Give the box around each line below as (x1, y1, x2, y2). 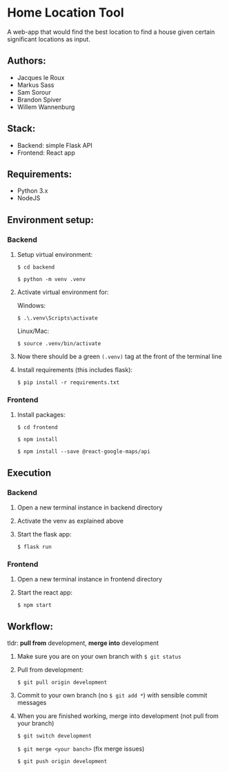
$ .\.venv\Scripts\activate (17, 315, 98, 322)
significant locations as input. (7, 35, 91, 43)
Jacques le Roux (17, 73, 65, 81)
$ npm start (17, 602, 52, 609)
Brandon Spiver (17, 95, 62, 104)
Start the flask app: (17, 530, 72, 539)
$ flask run (17, 543, 52, 550)
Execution (7, 467, 52, 479)
